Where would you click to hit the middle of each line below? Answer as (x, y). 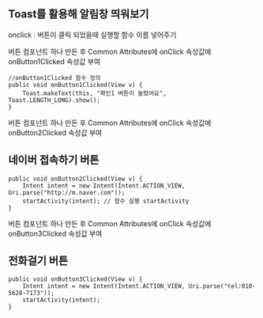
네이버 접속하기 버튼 (54, 160)
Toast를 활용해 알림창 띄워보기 (79, 14)
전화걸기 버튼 (38, 261)
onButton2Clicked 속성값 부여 (55, 132)
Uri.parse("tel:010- (222, 286)
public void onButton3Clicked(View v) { (76, 279)
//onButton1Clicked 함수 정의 (54, 78)
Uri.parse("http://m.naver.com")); (67, 192)
